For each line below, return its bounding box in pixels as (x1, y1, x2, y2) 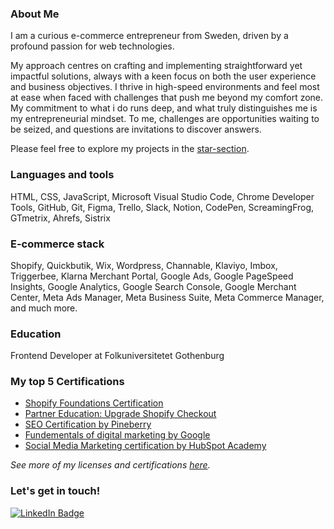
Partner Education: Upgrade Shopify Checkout (24, 408, 217, 420)
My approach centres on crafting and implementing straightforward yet (10, 60, 303, 72)
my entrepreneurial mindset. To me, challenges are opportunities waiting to (10, 113, 320, 125)
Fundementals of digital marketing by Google (24, 429, 211, 441)
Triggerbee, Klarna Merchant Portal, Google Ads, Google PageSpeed (10, 270, 294, 282)
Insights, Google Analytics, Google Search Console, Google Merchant (10, 280, 297, 292)
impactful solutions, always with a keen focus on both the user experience (10, 70, 317, 82)
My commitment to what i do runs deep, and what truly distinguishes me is (10, 102, 318, 114)
